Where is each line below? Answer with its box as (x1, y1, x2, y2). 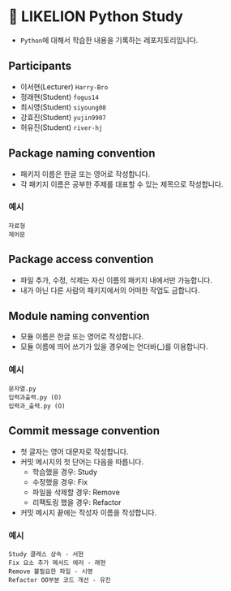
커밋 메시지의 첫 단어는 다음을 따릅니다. (19, 456, 144, 466)
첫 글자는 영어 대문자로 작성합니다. (19, 446, 129, 456)
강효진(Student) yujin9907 (19, 112, 107, 122)
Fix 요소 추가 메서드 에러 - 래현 (8, 559, 106, 567)
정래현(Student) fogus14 (19, 92, 100, 101)
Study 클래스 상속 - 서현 (8, 550, 84, 559)
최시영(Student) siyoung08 (19, 101, 107, 112)
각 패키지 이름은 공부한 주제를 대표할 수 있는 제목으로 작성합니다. (19, 179, 224, 189)
